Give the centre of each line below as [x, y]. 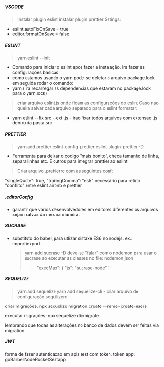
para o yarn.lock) [29, 93]
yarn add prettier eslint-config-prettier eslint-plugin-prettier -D [80, 146]
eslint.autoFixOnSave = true [40, 29]
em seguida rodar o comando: [43, 83]
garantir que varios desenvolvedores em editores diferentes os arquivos [85, 209]
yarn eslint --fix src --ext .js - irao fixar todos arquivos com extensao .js [85, 118]
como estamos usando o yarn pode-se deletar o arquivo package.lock [83, 77]
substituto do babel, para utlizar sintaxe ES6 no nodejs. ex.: [72, 238]
